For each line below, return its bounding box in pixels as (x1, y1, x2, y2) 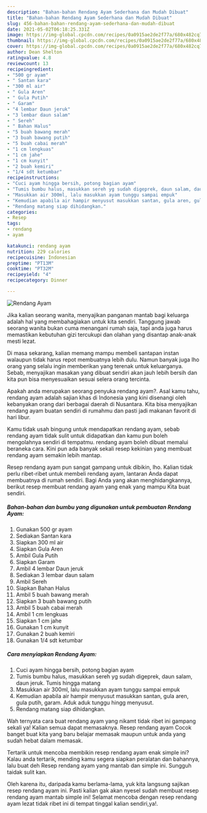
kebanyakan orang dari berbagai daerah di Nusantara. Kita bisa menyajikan (7, 400, 197, 407)
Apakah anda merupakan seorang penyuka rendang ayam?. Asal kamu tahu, (7, 387, 200, 395)
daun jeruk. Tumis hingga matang (15, 679, 101, 686)
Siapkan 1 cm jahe (15, 617, 62, 624)
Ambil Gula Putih (15, 551, 58, 559)
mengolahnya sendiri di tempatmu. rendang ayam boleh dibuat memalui (7, 438, 189, 446)
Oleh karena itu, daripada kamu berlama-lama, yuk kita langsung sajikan (7, 780, 190, 787)
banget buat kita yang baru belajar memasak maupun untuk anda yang (7, 730, 186, 737)
